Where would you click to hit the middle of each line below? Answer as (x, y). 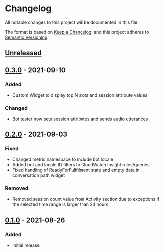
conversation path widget (39, 175)
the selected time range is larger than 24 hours (60, 204)
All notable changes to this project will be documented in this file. (72, 22)
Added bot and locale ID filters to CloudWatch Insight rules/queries (81, 165)
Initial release (26, 245)
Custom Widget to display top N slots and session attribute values (80, 95)
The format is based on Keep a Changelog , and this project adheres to (77, 32)
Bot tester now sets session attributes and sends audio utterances (80, 119)
